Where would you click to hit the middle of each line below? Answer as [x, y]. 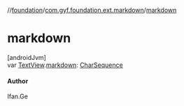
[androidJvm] [27, 57]
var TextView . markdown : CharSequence [65, 65]
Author [18, 81]
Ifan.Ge [17, 96]
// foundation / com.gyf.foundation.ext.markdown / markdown [92, 10]
